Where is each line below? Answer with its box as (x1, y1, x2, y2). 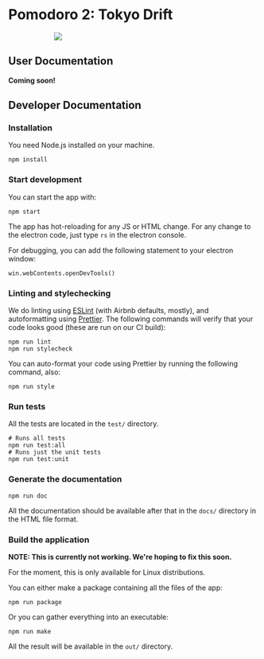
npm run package (8, 598, 62, 606)
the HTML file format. (8, 514, 79, 524)
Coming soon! (8, 76, 56, 85)
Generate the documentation (8, 474, 122, 485)
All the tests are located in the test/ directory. (8, 419, 159, 428)
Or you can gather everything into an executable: (8, 612, 169, 622)
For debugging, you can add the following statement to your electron (8, 245, 234, 255)
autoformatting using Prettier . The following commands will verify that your (8, 314, 254, 324)
